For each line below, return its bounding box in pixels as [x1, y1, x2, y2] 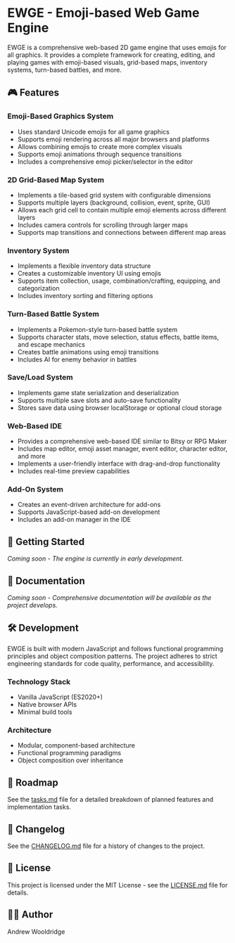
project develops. [7, 601, 58, 610]
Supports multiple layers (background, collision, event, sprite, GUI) [17, 198, 211, 207]
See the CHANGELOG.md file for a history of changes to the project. [7, 842, 205, 850]
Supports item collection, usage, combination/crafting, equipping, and [17, 276, 220, 286]
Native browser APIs [17, 700, 77, 709]
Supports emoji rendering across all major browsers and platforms [17, 135, 210, 143]
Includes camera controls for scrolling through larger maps [17, 220, 189, 229]
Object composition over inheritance [17, 756, 124, 764]
